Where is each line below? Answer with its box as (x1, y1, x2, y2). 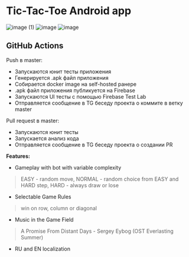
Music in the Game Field (14, 216, 74, 223)
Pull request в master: (6, 117, 60, 124)
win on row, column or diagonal (20, 204, 97, 212)
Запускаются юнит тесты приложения (14, 68, 111, 75)
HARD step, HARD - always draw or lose (20, 181, 119, 188)
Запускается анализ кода (14, 135, 79, 142)
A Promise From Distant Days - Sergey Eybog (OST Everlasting (20, 227, 174, 235)
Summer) (20, 233, 44, 240)
